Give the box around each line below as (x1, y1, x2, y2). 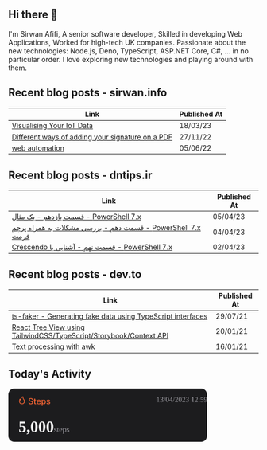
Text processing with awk (11, 342, 95, 351)
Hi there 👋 (8, 8, 58, 22)
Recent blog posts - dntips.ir (8, 168, 153, 182)
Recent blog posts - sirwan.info (8, 86, 168, 100)
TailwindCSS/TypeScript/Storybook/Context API (11, 331, 169, 340)
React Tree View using (11, 322, 85, 331)
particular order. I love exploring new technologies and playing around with (8, 54, 253, 64)
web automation (11, 143, 65, 152)
